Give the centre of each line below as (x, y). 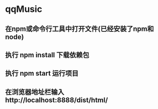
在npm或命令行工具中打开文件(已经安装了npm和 (79, 29)
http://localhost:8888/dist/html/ (57, 100)
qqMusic (24, 9)
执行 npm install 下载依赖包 (47, 55)
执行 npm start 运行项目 (42, 73)
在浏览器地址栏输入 (35, 92)
